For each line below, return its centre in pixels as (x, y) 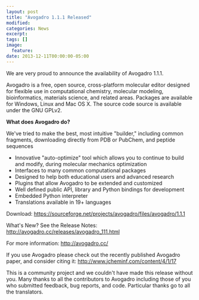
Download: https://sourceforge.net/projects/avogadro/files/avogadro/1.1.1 (96, 213)
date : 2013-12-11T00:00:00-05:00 (48, 56)
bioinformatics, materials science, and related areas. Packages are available (99, 97)
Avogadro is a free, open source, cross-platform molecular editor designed (98, 85)
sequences (20, 146)
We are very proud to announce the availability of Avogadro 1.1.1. (85, 73)
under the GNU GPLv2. (34, 110)
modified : (18, 23)
